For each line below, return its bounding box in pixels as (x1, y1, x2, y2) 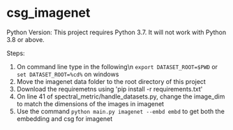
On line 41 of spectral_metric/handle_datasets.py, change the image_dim (16, 92, 225, 101)
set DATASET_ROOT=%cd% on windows (16, 70, 119, 78)
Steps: (6, 49, 25, 57)
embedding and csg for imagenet (16, 114, 113, 123)
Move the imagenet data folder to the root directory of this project (16, 77, 206, 85)
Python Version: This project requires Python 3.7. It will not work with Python (6, 28, 227, 36)
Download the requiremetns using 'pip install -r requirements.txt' (16, 85, 203, 93)
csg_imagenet (6, 5, 91, 21)
